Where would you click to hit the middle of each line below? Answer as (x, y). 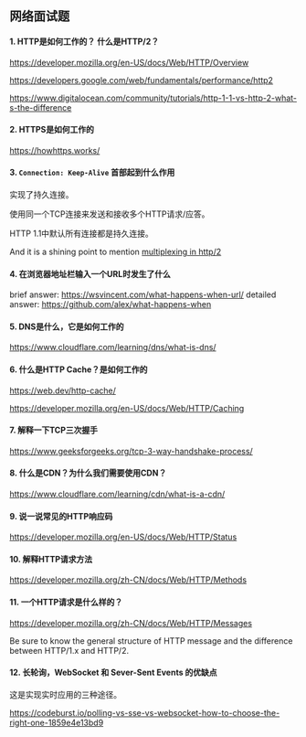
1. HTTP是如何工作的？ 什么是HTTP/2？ (84, 41)
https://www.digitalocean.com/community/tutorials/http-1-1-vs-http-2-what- (153, 98)
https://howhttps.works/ (55, 150)
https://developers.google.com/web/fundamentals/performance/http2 (142, 80)
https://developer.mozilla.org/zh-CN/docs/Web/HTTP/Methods (128, 580)
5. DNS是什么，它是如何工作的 (67, 326)
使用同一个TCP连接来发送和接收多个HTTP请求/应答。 (110, 214)
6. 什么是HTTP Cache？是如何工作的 (79, 369)
